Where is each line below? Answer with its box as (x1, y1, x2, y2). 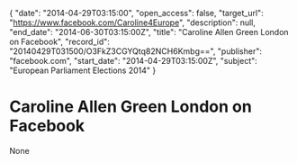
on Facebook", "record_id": (9, 36, 111, 47)
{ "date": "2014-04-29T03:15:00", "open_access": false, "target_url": (9, 8, 264, 18)
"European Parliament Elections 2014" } (9, 65, 157, 76)
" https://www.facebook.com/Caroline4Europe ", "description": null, (9, 17, 256, 28)
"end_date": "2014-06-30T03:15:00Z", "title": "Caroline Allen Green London (9, 27, 290, 37)
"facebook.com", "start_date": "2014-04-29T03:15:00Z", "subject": (9, 56, 258, 66)
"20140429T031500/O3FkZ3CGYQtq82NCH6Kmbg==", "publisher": (9, 46, 263, 57)
